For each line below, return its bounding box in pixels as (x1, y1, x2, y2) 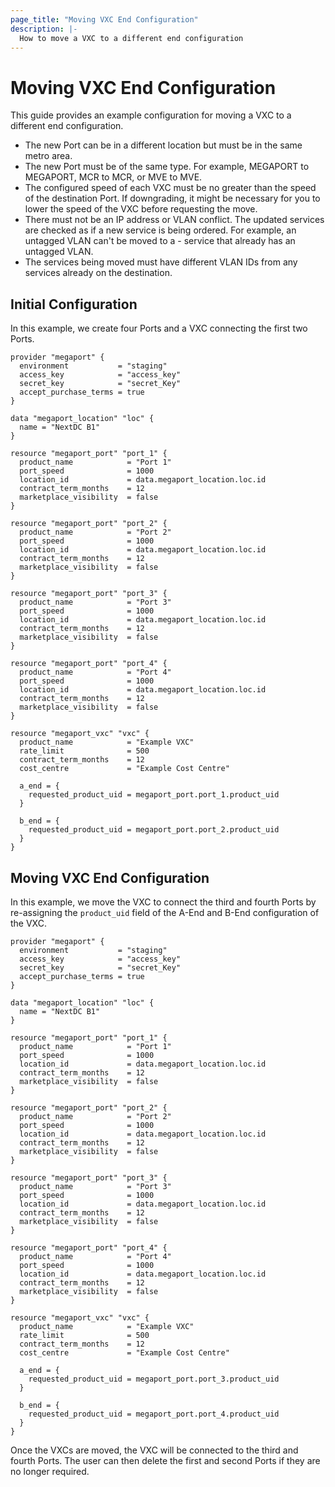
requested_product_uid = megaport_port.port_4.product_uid (28, 1409, 280, 1419)
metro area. (24, 150, 73, 162)
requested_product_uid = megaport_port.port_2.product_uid (28, 825, 280, 835)
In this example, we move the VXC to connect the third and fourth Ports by (10, 896, 317, 908)
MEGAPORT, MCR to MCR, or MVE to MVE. (24, 171, 203, 183)
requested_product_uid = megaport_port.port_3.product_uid (28, 1374, 280, 1384)
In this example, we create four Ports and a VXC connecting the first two (10, 322, 308, 335)
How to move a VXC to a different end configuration (19, 33, 244, 43)
